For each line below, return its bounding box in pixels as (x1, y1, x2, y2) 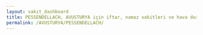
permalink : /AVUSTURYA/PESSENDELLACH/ (6, 20, 104, 26)
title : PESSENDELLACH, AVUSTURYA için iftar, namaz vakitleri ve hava (6, 14, 188, 20)
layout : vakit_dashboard (6, 8, 69, 15)
